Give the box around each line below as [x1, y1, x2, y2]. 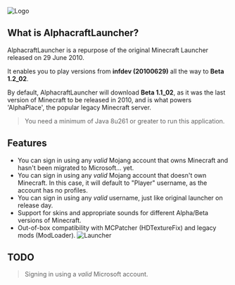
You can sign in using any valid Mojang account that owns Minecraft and [17, 156, 229, 164]
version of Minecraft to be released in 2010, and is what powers [7, 95, 192, 104]
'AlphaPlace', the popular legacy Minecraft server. [7, 103, 151, 111]
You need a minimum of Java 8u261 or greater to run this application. [24, 116, 225, 125]
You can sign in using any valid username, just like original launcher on [17, 193, 223, 202]
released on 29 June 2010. [7, 53, 84, 61]
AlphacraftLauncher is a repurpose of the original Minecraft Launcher [7, 46, 209, 54]
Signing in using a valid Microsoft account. [24, 270, 148, 279]
